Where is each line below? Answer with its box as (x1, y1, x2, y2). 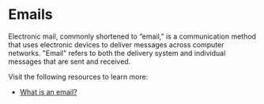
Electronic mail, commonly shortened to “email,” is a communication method (8, 32, 257, 41)
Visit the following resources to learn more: (8, 72, 149, 81)
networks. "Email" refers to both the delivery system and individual (8, 48, 226, 58)
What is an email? (19, 87, 77, 96)
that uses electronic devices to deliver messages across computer (8, 39, 224, 49)
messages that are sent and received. (8, 57, 131, 66)
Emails (8, 6, 53, 24)
